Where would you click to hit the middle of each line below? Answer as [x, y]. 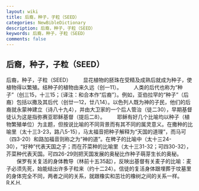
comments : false [26, 39]
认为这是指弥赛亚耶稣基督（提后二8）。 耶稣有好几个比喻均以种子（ [98, 116]
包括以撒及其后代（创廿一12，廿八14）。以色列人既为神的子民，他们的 [101, 102]
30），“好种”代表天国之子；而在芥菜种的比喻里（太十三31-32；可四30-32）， [99, 146]
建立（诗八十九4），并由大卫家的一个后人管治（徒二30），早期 [107, 109]
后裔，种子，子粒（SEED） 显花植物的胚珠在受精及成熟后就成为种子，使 [99, 80]
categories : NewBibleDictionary [46, 22]
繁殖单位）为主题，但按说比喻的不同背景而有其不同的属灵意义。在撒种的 [99, 124]
